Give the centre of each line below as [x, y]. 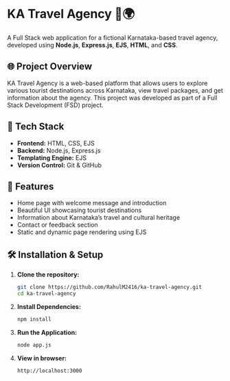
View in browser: [42, 358]
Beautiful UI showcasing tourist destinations [79, 210]
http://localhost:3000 [49, 371]
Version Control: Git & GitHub [59, 165]
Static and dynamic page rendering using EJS [82, 232]
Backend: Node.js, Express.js [59, 150]
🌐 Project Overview [50, 67]
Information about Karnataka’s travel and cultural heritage [99, 218]
